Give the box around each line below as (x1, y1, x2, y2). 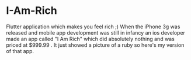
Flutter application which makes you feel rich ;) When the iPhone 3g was (6, 23, 180, 30)
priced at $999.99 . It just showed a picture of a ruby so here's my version (6, 42, 185, 48)
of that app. (6, 47, 34, 54)
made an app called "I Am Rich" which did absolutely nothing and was (6, 35, 175, 42)
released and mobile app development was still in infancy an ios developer (6, 29, 186, 36)
